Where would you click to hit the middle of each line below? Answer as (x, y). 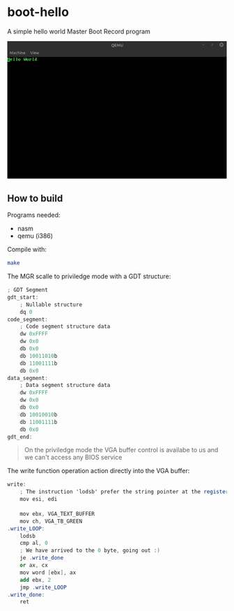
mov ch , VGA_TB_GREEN (51, 521)
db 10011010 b (39, 356)
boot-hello (38, 12)
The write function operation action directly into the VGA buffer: (99, 471)
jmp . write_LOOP (44, 587)
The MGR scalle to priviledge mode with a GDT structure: (89, 276)
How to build (35, 198)
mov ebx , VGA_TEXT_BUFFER (57, 514)
